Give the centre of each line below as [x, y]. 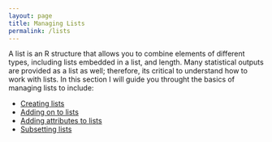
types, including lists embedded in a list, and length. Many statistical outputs [136, 62]
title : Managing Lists [47, 23]
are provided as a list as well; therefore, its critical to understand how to [128, 71]
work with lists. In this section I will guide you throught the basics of [122, 79]
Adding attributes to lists [61, 121]
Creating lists [42, 104]
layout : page [30, 16]
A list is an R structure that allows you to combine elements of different [127, 54]
